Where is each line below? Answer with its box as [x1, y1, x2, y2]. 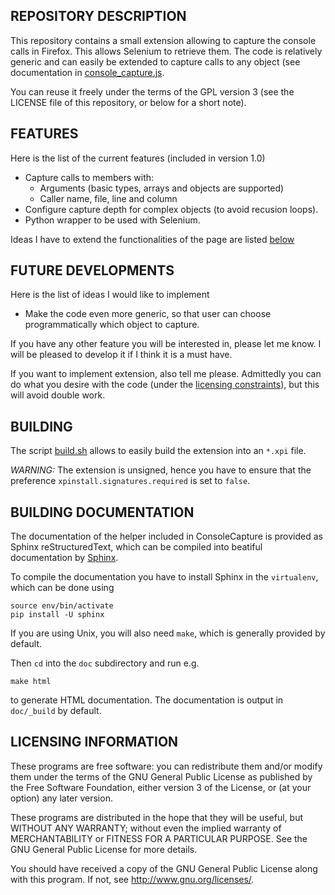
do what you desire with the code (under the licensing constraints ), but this [10, 379, 320, 391]
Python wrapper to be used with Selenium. [24, 214, 201, 226]
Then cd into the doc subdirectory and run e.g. [10, 657, 200, 669]
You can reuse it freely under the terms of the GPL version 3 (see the [10, 85, 295, 98]
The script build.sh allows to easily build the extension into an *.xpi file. [10, 445, 307, 457]
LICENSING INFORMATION [10, 734, 179, 751]
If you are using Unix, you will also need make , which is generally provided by [10, 627, 326, 639]
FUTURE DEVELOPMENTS [10, 262, 175, 279]
